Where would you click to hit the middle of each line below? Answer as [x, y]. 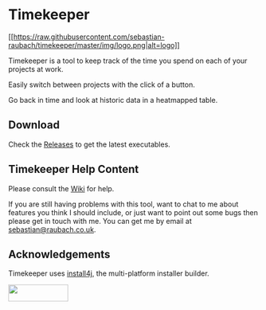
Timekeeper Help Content [74, 169]
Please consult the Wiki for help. [61, 188]
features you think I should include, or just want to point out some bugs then [133, 212]
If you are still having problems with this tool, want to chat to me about [123, 204]
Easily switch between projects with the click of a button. [102, 84]
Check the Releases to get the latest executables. [90, 144]
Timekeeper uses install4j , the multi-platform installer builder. [109, 273]
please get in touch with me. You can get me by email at [100, 221]
